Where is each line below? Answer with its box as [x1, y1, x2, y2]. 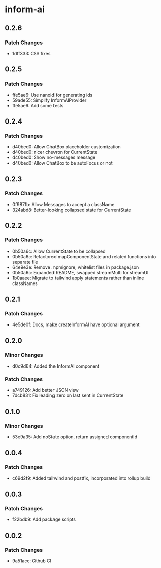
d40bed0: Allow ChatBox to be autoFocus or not [12, 160, 113, 166]
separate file [12, 259, 38, 265]
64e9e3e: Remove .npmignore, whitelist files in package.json [12, 264, 139, 270]
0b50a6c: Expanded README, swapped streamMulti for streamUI [12, 269, 149, 275]
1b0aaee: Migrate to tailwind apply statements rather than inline [12, 275, 144, 281]
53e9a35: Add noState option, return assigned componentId [12, 434, 137, 440]
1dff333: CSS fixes [12, 50, 51, 56]
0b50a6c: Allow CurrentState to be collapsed [12, 248, 106, 254]
